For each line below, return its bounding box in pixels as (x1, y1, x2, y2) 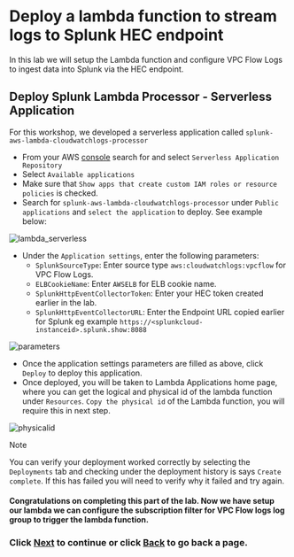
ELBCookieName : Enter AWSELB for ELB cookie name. (35, 278, 217, 289)
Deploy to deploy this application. (21, 367, 143, 378)
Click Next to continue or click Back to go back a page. (9, 537, 248, 549)
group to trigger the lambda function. (9, 514, 149, 525)
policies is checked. (21, 188, 99, 198)
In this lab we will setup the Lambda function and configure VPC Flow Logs (9, 54, 283, 65)
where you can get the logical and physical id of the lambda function (21, 386, 273, 397)
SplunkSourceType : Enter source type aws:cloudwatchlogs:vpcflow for (35, 259, 286, 270)
